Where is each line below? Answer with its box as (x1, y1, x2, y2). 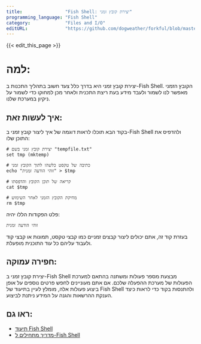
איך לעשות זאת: (6, 112, 63, 122)
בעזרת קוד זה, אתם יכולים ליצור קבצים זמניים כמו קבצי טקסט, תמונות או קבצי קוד (6, 234, 188, 240)
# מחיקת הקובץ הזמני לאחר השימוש (6, 195, 77, 201)
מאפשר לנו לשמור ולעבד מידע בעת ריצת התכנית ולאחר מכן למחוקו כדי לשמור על (6, 89, 188, 96)
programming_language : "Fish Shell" (6, 14, 98, 20)
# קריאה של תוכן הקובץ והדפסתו (6, 179, 71, 185)
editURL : (6, 25, 28, 32)
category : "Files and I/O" (6, 20, 106, 26)
